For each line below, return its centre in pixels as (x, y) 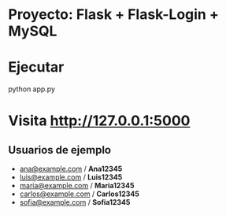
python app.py (32, 89)
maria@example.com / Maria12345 (77, 186)
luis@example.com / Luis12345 (71, 177)
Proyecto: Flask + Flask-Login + (113, 15)
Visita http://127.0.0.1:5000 (99, 121)
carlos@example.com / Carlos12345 (80, 194)
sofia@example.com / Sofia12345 (75, 202)
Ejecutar (36, 67)
